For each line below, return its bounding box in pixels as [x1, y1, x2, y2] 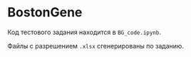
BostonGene [7, 4, 83, 21]
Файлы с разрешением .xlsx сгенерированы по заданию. [7, 41, 184, 50]
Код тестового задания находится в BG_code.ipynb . [7, 28, 162, 36]
